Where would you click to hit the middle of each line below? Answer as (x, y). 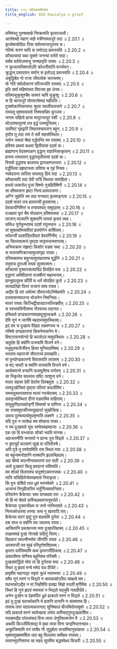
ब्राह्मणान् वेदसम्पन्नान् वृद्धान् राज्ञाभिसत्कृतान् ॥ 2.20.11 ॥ (49, 151)
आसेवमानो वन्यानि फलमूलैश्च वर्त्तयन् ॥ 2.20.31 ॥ (45, 370)
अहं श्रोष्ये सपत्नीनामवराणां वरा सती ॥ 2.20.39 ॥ (44, 460)
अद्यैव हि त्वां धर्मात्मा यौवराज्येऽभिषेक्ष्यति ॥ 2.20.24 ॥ (48, 292)
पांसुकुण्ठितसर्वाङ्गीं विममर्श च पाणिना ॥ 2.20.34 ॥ (46, 404)
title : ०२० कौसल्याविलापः (27, 10)
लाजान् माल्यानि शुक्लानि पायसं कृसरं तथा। (38, 218)
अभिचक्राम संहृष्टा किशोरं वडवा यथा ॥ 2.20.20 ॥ (45, 247)
